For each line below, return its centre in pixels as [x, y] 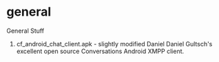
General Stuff [25, 31]
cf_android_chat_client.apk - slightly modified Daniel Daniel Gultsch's [114, 44]
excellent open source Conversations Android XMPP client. [100, 51]
